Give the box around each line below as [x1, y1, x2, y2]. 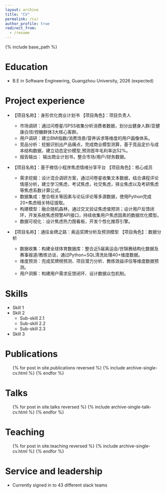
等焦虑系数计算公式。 [19, 187, 63, 193]
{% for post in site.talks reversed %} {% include [12, 404, 111, 410]
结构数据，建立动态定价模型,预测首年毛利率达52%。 [24, 147, 131, 153]
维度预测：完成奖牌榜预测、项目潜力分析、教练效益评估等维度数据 [19, 258, 155, 264]
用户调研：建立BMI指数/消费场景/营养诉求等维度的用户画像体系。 [19, 135, 153, 141]
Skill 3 [12, 331, 25, 337]
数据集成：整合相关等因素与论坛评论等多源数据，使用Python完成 [19, 193, 152, 199]
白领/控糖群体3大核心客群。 [24, 129, 81, 135]
